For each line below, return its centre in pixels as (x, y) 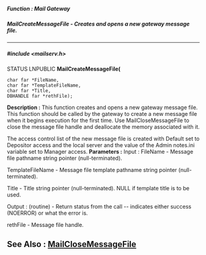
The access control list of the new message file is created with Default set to (103, 139)
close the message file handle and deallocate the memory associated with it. (103, 127)
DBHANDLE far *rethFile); (40, 96)
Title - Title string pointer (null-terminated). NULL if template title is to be (98, 189)
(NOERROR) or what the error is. (47, 213)
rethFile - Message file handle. (46, 225)
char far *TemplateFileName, (44, 85)
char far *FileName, (33, 80)
